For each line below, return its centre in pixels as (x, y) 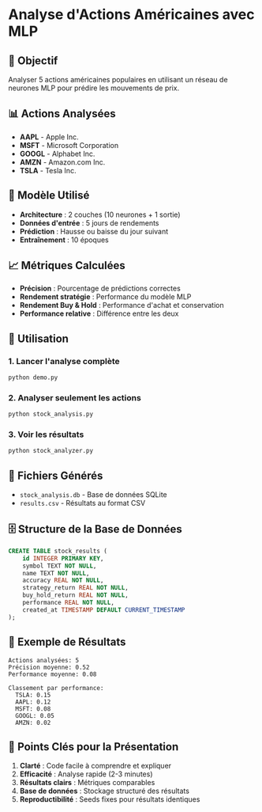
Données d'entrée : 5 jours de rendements (89, 222)
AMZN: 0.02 (33, 723)
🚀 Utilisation (39, 338)
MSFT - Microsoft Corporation (69, 145)
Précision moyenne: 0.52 (49, 667)
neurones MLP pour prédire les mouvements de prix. (94, 88)
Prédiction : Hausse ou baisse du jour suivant (94, 231)
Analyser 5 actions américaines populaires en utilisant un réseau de (118, 80)
